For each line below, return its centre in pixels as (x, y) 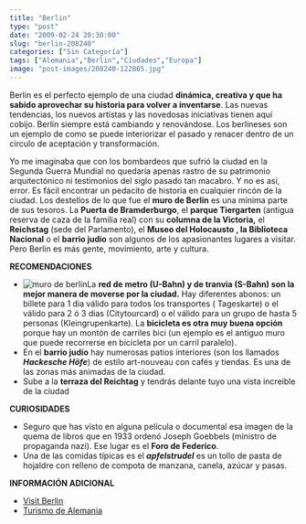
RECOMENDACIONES (51, 266)
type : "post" (34, 27)
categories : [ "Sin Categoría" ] (69, 52)
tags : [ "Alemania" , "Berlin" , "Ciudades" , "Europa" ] (106, 60)
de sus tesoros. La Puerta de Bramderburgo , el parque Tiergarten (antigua (152, 209)
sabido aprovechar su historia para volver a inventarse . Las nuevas (139, 104)
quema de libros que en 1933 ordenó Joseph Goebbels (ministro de (149, 436)
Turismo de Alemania (63, 510)
